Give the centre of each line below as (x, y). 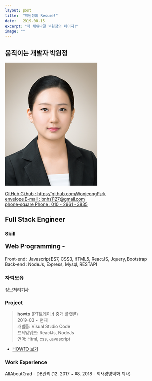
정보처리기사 (17, 290)
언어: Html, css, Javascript (43, 339)
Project (14, 303)
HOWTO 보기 (25, 349)
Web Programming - (35, 247)
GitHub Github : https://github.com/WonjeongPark (56, 193)
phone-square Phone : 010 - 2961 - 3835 (47, 204)
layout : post (18, 10)
